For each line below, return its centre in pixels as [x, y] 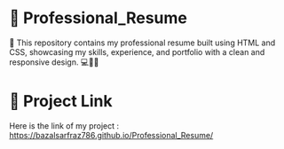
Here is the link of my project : [64, 125]
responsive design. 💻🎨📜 [54, 62]
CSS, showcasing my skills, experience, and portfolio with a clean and [137, 51]
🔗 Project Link [61, 102]
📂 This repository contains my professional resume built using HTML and [142, 43]
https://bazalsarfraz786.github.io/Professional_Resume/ [111, 135]
